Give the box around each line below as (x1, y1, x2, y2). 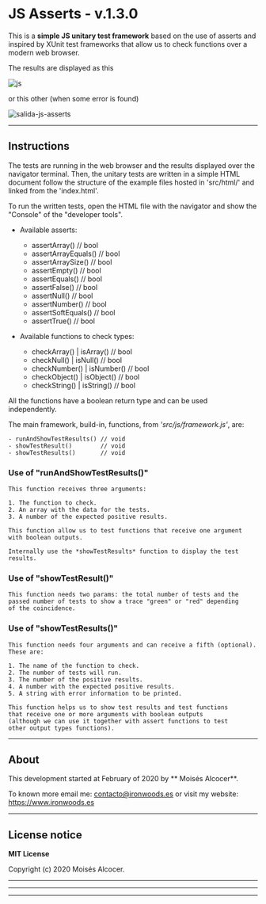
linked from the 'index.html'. (8, 185, 99, 195)
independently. (8, 404, 57, 414)
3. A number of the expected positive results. (8, 513, 169, 521)
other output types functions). (8, 724, 115, 732)
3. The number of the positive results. (8, 675, 144, 684)
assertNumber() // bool (31, 299, 107, 309)
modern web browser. (8, 48, 81, 57)
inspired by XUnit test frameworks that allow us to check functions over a (8, 39, 248, 48)
